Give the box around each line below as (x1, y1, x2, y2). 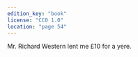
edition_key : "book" (7, 10, 68, 17)
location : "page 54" (7, 23, 68, 30)
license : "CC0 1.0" (7, 17, 64, 24)
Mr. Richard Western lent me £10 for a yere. (7, 42, 132, 51)
